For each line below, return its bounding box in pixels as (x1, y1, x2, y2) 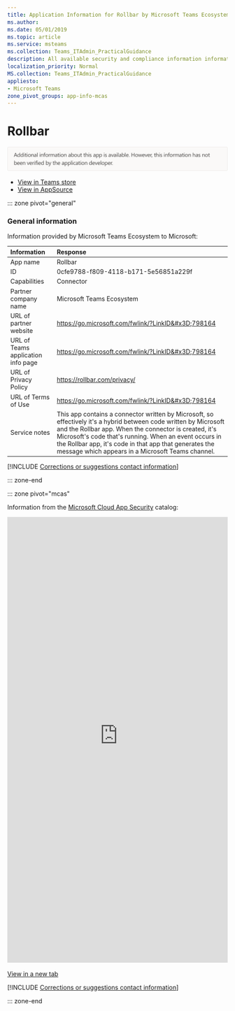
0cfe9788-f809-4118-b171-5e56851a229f (57, 268, 193, 276)
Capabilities (10, 277, 44, 286)
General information (7, 216, 77, 226)
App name (10, 257, 41, 266)
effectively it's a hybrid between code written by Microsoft (57, 417, 225, 426)
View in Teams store (17, 178, 76, 186)
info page (10, 359, 38, 367)
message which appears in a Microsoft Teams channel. (57, 447, 215, 455)
